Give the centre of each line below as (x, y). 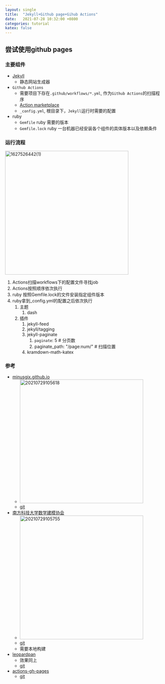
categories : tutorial (27, 24)
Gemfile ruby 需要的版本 (44, 122)
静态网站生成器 (35, 82)
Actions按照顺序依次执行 (37, 289)
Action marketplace (39, 105)
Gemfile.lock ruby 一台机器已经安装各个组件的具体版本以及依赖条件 (88, 128)
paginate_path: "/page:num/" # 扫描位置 (75, 346)
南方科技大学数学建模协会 (38, 513)
